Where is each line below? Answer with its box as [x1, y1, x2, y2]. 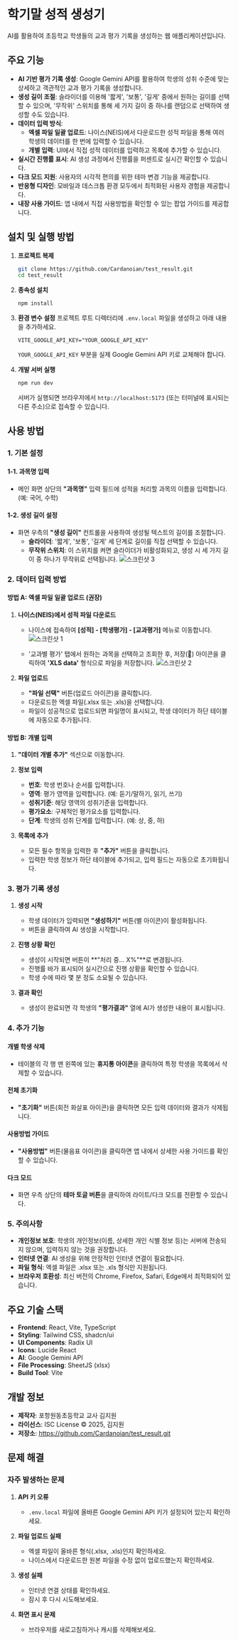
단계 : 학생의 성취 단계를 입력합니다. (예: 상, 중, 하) [28, 816, 166, 825]
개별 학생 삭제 [7, 1042, 45, 1050]
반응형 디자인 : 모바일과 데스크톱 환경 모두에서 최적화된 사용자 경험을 [17, 181, 206, 189]
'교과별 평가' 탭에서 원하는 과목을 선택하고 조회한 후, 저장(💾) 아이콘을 [28, 649, 219, 658]
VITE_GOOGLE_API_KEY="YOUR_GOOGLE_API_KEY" [17, 337, 149, 344]
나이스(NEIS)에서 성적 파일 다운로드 [17, 610, 117, 619]
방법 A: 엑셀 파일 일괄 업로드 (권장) [7, 593, 103, 602]
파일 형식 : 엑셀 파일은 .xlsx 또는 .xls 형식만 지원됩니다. [17, 1263, 168, 1272]
